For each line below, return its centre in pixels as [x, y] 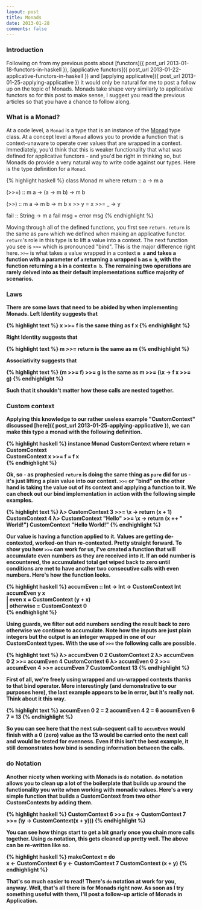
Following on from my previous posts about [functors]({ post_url [86, 63]
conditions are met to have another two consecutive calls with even [93, 569]
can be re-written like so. [38, 845]
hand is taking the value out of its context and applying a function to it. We [101, 487]
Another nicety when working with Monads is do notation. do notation [95, 777]
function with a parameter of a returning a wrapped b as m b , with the [94, 259]
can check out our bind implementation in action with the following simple [101, 494]
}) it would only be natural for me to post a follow [135, 82]
